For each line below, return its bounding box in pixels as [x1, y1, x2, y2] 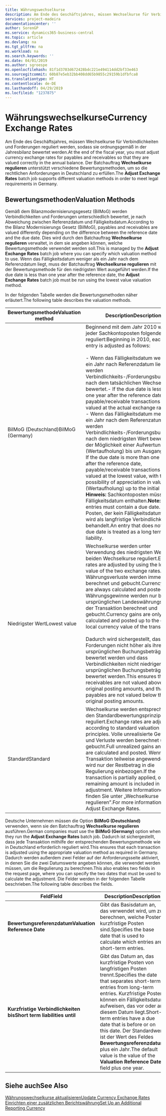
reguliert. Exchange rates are [85, 718, 152, 725]
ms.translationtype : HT [5, 76, 54, 81]
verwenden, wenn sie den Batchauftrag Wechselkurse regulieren [5, 823, 139, 829]
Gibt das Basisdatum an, [100, 902, 157, 908]
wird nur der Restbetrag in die [85, 762, 155, 768]
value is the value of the [100, 1052, 156, 1059]
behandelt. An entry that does [85, 522, 154, 529]
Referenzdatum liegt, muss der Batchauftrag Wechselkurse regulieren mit [5, 261, 157, 267]
